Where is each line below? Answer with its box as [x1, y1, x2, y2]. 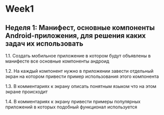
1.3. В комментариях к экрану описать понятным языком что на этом [5, 83, 157, 89]
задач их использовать [5, 39, 84, 48]
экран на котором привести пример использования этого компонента [5, 73, 159, 79]
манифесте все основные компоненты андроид [5, 58, 110, 64]
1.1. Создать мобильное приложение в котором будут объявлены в [5, 53, 151, 59]
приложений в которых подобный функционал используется [5, 104, 138, 110]
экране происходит [5, 89, 48, 95]
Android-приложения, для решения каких [5, 31, 146, 40]
